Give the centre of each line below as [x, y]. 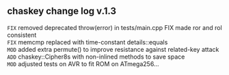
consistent [22, 35]
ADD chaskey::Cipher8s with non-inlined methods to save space [96, 57]
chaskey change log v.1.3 [62, 11]
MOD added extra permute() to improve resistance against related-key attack [113, 49]
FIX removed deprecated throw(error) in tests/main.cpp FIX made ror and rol [114, 27]
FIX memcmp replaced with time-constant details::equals [87, 42]
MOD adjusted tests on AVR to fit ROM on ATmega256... [83, 63]
